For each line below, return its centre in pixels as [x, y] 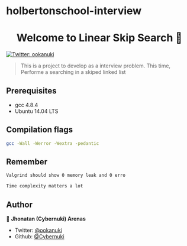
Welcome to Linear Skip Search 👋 [99, 38]
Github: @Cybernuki [39, 237]
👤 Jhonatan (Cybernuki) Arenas [46, 219]
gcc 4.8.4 [26, 105]
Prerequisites [31, 91]
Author [19, 204]
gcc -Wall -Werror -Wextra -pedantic [53, 143]
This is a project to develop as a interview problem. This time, [95, 66]
